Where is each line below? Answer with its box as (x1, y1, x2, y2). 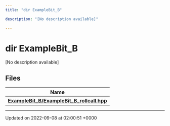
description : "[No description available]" (5, 16, 99, 22)
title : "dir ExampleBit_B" (5, 7, 62, 13)
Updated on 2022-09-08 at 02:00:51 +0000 (5, 115, 97, 121)
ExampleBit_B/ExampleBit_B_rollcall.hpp (8, 97, 107, 104)
